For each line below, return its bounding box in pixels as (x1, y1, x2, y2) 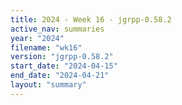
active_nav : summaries (10, 24, 105, 34)
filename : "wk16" (10, 42, 83, 53)
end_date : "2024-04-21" (10, 71, 110, 81)
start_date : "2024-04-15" (10, 61, 118, 71)
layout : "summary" (10, 80, 87, 90)
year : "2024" (10, 33, 65, 43)
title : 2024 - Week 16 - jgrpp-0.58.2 (10, 14, 172, 25)
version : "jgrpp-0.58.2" (10, 52, 114, 62)
